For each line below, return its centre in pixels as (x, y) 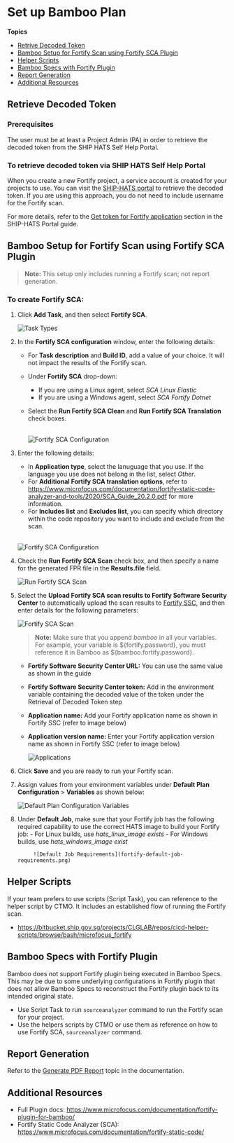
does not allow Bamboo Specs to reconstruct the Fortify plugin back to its (113, 988)
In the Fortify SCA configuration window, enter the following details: (116, 342)
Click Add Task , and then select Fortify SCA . (82, 315)
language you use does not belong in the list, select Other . (112, 474)
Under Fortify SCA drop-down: (72, 376)
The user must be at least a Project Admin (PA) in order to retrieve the (108, 139)
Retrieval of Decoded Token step (75, 702)
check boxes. (47, 418)
